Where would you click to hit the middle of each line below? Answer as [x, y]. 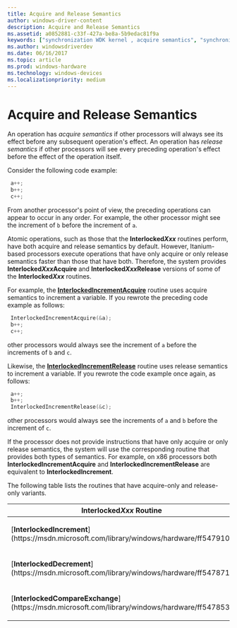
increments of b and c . [39, 352]
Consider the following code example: [62, 170]
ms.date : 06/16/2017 [38, 54]
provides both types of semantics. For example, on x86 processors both [112, 457]
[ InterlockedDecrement [51, 564]
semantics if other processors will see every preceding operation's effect [114, 149]
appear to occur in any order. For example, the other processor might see [114, 217]
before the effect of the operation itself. [65, 157]
